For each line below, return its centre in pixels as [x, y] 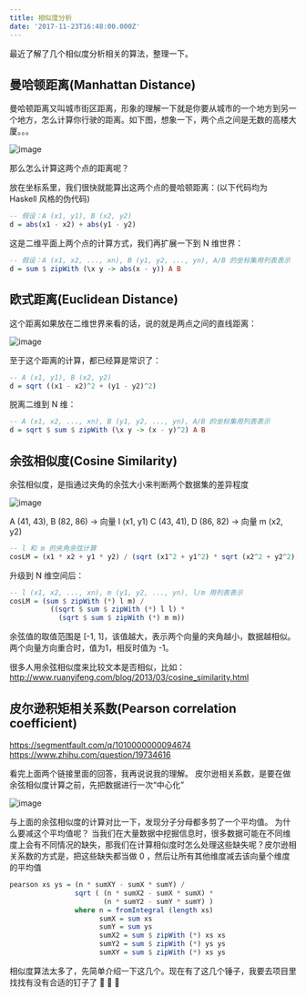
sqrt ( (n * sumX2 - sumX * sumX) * [144, 893]
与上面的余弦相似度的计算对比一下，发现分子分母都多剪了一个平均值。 [141, 822]
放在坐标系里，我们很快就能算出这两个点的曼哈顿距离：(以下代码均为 [139, 188]
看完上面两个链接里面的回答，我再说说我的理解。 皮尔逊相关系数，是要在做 [150, 773]
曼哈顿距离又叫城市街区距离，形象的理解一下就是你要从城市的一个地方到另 [149, 108]
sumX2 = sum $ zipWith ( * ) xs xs [162, 936]
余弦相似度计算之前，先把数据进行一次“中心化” [97, 785]
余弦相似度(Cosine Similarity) [93, 461]
